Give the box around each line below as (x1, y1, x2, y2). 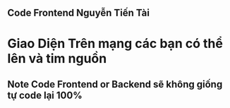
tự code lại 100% (7, 89, 83, 101)
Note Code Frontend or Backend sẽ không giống (7, 78, 223, 90)
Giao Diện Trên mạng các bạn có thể (7, 35, 224, 52)
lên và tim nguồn (7, 50, 107, 66)
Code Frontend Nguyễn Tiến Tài (7, 7, 150, 19)
